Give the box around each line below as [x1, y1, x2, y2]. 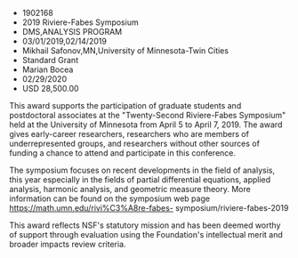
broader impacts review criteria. [9, 239, 126, 249]
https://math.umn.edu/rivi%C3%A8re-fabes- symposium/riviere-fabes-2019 [9, 203, 289, 213]
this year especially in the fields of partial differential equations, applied [9, 174, 271, 185]
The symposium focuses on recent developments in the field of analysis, [9, 165, 276, 175]
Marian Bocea [21, 64, 74, 75]
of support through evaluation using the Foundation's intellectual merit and [9, 230, 283, 239]
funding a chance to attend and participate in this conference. [9, 148, 237, 158]
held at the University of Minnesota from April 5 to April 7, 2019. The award [9, 119, 283, 130]
